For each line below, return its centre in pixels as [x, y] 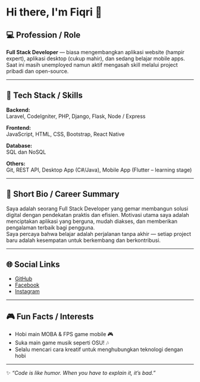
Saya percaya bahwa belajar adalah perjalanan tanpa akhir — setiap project [99, 234]
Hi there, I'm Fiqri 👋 [54, 12]
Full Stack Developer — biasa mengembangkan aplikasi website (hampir [95, 52]
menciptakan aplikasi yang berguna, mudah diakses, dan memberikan [92, 221]
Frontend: [19, 128]
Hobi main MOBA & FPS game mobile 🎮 [64, 334]
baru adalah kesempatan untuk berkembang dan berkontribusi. [83, 240]
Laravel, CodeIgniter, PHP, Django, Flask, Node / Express [76, 116]
